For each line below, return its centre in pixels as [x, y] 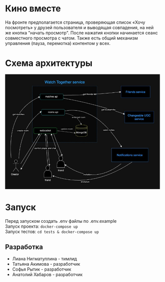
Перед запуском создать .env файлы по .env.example [61, 221]
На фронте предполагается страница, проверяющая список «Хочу [75, 22]
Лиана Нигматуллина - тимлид [44, 259]
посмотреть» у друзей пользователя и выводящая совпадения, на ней [79, 27]
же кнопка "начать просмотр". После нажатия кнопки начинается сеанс [82, 33]
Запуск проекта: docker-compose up [41, 226]
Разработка [24, 247]
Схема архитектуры [49, 63]
